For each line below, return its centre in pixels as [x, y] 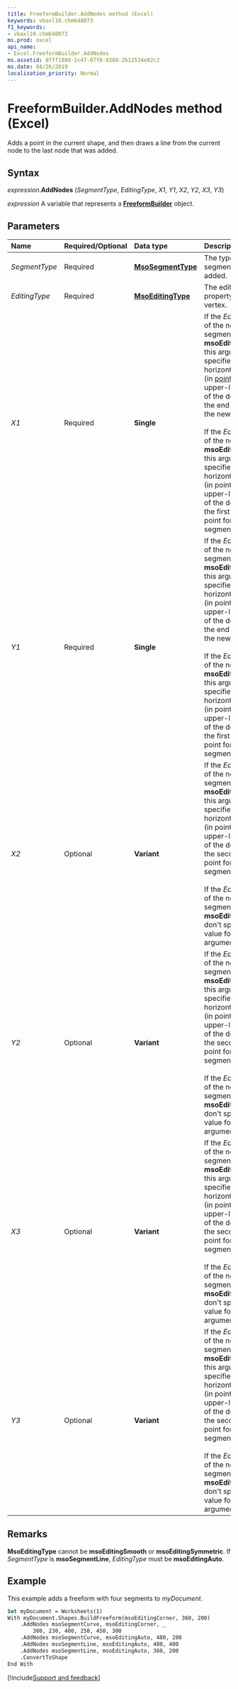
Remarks [28, 1534]
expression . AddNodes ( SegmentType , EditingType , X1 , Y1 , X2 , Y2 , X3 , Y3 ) [116, 190]
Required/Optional [96, 246]
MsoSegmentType [166, 267]
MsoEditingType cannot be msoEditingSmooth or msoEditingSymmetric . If [119, 1551]
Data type [151, 246]
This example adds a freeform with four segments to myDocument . [105, 1598]
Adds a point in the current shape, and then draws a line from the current [114, 143]
